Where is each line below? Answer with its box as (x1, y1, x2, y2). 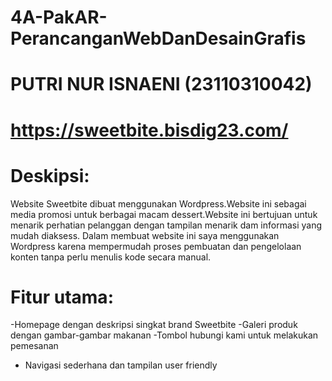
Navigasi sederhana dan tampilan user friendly (24, 359, 218, 371)
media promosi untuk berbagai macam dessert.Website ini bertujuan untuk (10, 208, 318, 220)
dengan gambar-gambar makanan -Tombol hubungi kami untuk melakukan (10, 329, 319, 341)
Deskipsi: (10, 164, 90, 187)
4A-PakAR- (10, 6, 108, 29)
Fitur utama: (10, 286, 114, 308)
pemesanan (10, 340, 59, 352)
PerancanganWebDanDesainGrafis (10, 27, 307, 50)
